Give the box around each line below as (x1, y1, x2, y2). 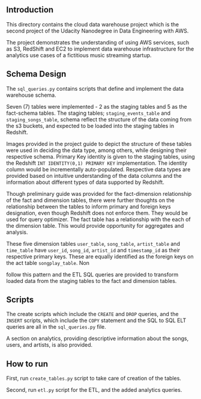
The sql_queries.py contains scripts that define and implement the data (6, 85, 184, 92)
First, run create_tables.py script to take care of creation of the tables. (6, 375, 182, 382)
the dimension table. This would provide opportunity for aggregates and (6, 222, 184, 229)
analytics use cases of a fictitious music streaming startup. (6, 51, 152, 59)
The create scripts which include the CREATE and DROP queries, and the (6, 311, 179, 318)
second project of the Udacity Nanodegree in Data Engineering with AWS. (6, 27, 189, 34)
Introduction (6, 5, 54, 15)
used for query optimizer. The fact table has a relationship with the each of (6, 216, 191, 223)
